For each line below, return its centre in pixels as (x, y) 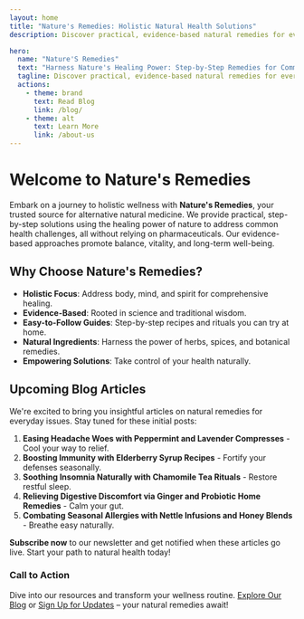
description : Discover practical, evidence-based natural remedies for (147, 34)
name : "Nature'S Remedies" (68, 60)
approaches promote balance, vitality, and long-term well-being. (155, 243)
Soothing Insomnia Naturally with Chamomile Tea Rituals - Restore (150, 477)
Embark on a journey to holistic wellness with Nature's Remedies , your (142, 205)
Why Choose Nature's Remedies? (106, 272)
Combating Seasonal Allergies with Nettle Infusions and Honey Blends (157, 515)
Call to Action (40, 576)
